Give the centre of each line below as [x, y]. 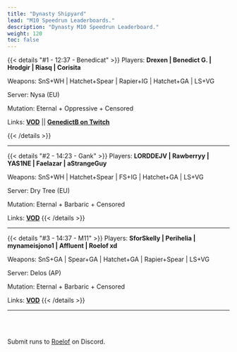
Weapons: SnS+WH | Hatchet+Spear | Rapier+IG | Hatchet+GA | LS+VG [111, 81]
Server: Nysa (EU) [34, 95]
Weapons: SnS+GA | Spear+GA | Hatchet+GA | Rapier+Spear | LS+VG [109, 259]
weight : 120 [25, 33]
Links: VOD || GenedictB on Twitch [59, 122]
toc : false [23, 40]
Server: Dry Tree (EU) [39, 191]
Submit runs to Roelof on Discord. [56, 341]
